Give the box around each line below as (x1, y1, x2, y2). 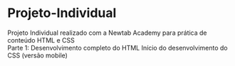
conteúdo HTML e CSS (7, 35, 75, 44)
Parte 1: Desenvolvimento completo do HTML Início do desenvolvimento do (7, 43, 228, 52)
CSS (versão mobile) (7, 51, 68, 60)
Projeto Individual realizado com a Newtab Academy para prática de (7, 28, 208, 37)
